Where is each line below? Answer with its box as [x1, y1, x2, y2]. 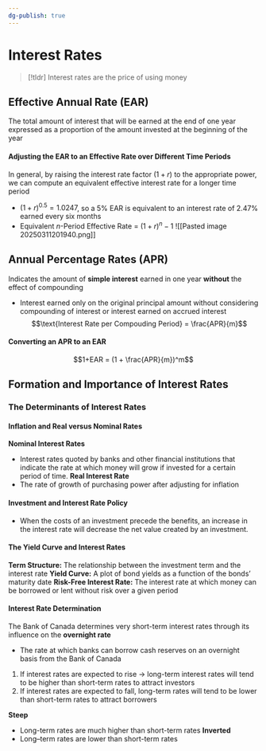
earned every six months [19, 212, 102, 221]
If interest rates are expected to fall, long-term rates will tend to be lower [19, 686, 257, 696]
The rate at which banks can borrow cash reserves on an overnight [19, 646, 240, 655]
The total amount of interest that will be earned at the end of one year [8, 116, 237, 126]
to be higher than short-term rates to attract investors [19, 678, 195, 687]
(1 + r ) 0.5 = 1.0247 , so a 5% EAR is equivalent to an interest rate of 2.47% [19, 201, 259, 213]
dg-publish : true [8, 11, 66, 20]
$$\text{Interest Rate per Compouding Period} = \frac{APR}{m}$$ [31, 319, 248, 328]
